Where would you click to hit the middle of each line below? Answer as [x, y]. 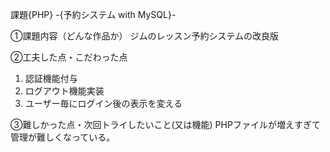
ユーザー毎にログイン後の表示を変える [103, 103]
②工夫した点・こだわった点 [69, 57]
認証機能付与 [51, 78]
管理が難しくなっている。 [63, 137]
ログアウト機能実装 [64, 91]
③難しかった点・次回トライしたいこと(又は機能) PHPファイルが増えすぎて [165, 124]
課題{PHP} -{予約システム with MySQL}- [93, 14]
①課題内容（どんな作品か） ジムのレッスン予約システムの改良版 [144, 36]
